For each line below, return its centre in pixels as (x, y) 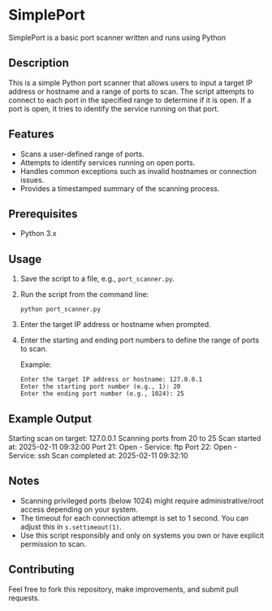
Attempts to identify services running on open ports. (108, 162)
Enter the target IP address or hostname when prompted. (115, 325)
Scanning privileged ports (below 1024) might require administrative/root (142, 500)
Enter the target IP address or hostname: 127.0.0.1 (111, 380)
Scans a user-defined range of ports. (82, 154)
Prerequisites (43, 214)
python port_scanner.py (60, 310)
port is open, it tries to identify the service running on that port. (114, 108)
